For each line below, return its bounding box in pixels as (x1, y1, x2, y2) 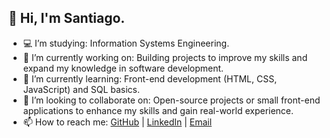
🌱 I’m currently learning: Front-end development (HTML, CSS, (22, 72, 278, 85)
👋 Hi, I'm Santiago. (8, 10, 126, 27)
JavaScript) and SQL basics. (22, 83, 141, 95)
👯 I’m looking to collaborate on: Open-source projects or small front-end (22, 94, 321, 106)
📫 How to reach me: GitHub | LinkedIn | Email (22, 116, 213, 128)
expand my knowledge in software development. (22, 62, 225, 74)
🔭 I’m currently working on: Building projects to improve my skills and (22, 51, 308, 63)
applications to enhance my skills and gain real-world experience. (22, 104, 295, 116)
